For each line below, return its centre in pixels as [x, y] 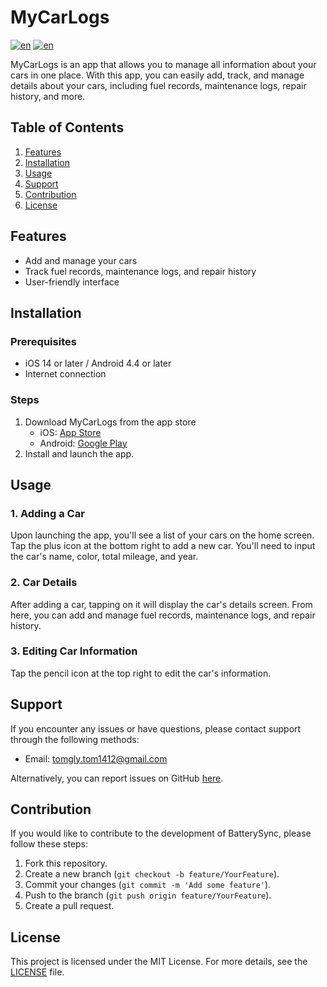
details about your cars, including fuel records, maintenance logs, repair [158, 85]
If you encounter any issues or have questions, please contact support [156, 728]
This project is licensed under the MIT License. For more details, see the [159, 962]
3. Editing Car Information [74, 651]
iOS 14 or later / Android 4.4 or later [98, 363]
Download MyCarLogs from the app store [110, 422]
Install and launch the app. [79, 453]
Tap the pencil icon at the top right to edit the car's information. [141, 673]
